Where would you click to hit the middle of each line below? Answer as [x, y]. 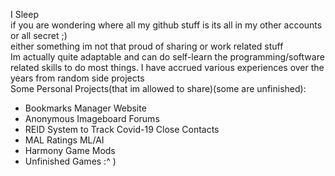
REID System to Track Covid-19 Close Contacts [122, 129]
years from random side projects [77, 78]
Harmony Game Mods [70, 150]
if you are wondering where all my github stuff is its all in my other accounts [166, 25]
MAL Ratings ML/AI [64, 140]
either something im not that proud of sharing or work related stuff [147, 46]
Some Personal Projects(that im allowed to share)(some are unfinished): [158, 88]
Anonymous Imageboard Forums [92, 118]
